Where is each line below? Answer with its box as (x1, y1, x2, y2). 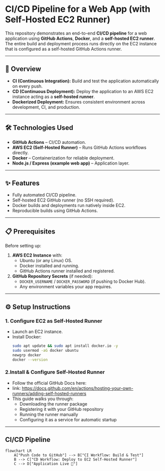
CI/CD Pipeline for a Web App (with (5, 3, 151, 15)
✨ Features (5, 179, 40, 187)
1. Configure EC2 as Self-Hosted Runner (5, 317, 103, 324)
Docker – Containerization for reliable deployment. (12, 155, 114, 161)
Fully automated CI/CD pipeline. (12, 192, 77, 198)
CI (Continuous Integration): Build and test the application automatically (12, 78, 159, 84)
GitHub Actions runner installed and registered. (19, 268, 115, 274)
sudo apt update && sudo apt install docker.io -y (12, 343, 118, 348)
